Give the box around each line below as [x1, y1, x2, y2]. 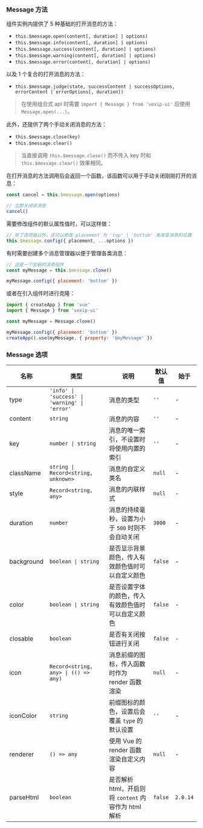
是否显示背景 [109, 544, 146, 552]
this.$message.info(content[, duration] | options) [14, 40, 148, 46]
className [9, 469, 41, 477]
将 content [109, 794, 139, 802]
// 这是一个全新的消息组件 [6, 261, 65, 267]
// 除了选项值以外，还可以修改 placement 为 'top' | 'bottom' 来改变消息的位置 [6, 232, 192, 238]
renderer [9, 750, 34, 758]
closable [9, 634, 34, 642]
